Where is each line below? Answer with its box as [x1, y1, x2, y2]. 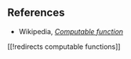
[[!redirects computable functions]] [7, 42, 121, 51]
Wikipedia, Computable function [18, 26, 123, 36]
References [7, 6, 65, 19]
